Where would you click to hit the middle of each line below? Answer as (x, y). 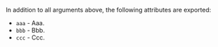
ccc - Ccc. (30, 37)
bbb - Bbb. (30, 30)
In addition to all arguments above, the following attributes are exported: (109, 10)
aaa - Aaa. (30, 23)
